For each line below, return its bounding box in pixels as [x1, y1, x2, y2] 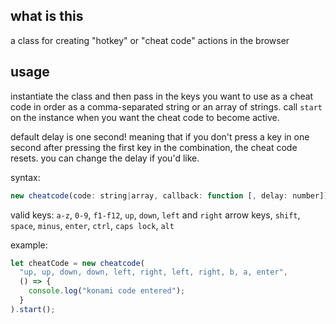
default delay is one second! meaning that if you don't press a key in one [10, 130, 310, 143]
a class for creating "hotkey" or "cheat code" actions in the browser [10, 34, 290, 46]
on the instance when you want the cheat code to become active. [10, 111, 280, 123]
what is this [10, 8, 84, 25]
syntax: [10, 171, 41, 183]
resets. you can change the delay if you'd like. [10, 152, 200, 164]
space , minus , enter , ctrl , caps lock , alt [10, 219, 175, 231]
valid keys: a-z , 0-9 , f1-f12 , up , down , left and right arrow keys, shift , [10, 209, 301, 221]
